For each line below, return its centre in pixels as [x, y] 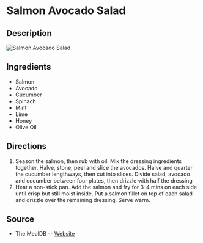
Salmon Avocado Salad [66, 11]
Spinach [26, 101]
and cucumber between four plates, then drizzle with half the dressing [104, 180]
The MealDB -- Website [45, 234]
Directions [27, 146]
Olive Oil [26, 127]
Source [20, 219]
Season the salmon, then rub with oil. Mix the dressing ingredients [98, 161]
